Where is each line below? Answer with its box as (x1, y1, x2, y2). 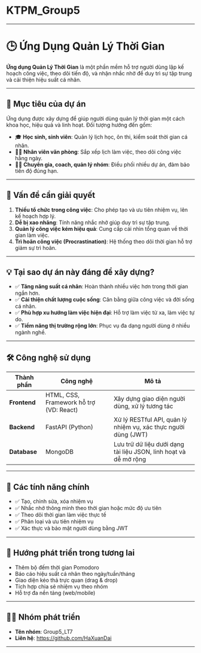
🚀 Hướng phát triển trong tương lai (6, 548, 135, 558)
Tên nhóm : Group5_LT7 (14, 628, 73, 635)
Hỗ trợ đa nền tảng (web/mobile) (14, 589, 96, 596)
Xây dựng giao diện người (113, 395, 185, 403)
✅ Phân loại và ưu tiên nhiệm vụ (14, 518, 94, 525)
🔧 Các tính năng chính (6, 482, 90, 492)
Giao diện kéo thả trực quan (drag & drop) (14, 576, 118, 584)
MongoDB (45, 448, 74, 456)
